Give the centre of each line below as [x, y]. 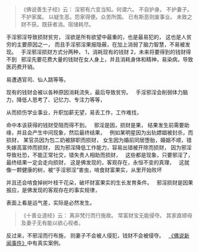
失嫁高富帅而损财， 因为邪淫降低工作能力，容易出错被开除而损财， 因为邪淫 [99, 147]
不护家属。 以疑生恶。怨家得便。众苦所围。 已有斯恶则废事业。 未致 [104, 17]
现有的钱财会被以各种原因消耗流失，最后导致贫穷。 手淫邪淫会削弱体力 [94, 92]
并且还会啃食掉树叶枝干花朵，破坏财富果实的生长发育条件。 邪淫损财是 [94, 182]
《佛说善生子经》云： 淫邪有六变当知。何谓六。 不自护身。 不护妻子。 [106, 9]
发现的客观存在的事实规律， [66, 190]
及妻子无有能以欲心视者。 [52, 223]
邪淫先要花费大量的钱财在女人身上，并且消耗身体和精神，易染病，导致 [107, 59]
